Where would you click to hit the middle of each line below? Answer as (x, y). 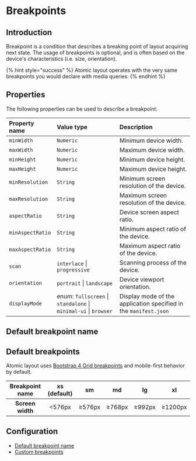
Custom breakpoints (39, 452)
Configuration (32, 431)
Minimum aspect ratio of (153, 229)
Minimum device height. (152, 159)
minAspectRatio (30, 233)
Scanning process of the (153, 263)
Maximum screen (143, 195)
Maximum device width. (152, 150)
